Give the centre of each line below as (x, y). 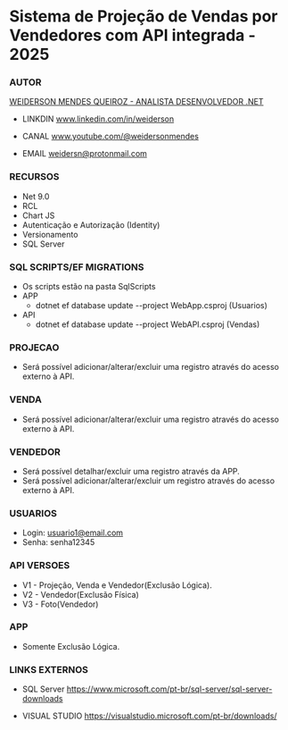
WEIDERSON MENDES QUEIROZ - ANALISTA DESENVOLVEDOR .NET (136, 102)
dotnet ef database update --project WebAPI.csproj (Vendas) (148, 324)
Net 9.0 (36, 196)
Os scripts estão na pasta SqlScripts (89, 287)
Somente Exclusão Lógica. (71, 646)
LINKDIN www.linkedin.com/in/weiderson (98, 119)
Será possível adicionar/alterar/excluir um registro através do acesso (148, 481)
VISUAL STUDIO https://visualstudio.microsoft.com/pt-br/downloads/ (149, 716)
